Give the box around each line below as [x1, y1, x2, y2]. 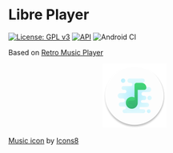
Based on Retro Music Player [8, 47, 104, 57]
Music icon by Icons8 [8, 135, 79, 145]
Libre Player [8, 6, 90, 24]
